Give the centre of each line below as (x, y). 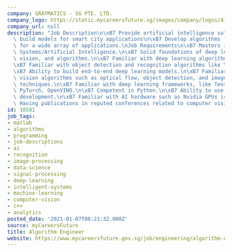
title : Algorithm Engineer (46, 232)
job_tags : (21, 116)
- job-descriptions (35, 142)
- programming (28, 135)
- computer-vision (33, 200)
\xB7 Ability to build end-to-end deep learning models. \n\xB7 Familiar (120, 71)
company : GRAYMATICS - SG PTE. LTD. (60, 13)
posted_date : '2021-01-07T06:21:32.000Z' (68, 219)
